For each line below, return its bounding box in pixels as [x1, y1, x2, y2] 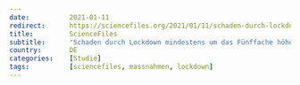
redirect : [9, 21, 46, 30]
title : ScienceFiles [9, 29, 118, 38]
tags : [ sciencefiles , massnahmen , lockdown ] [9, 63, 214, 72]
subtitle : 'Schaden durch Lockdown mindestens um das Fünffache [9, 37, 274, 47]
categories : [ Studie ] [9, 54, 102, 63]
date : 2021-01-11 [9, 12, 110, 22]
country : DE [9, 46, 78, 55]
